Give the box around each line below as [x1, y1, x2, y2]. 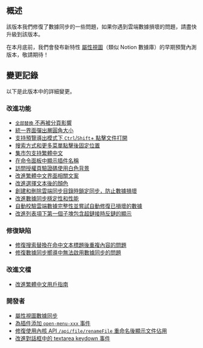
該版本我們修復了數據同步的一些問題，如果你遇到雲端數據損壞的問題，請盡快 [6, 23, 197, 30]
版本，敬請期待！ [6, 51, 49, 58]
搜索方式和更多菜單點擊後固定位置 [14, 142, 100, 149]
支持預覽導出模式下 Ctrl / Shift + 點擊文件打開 [14, 134, 128, 141]
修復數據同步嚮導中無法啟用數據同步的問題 [14, 249, 121, 256]
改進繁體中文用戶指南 [14, 280, 68, 287]
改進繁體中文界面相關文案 [14, 172, 79, 179]
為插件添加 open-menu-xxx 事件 [14, 320, 91, 327]
